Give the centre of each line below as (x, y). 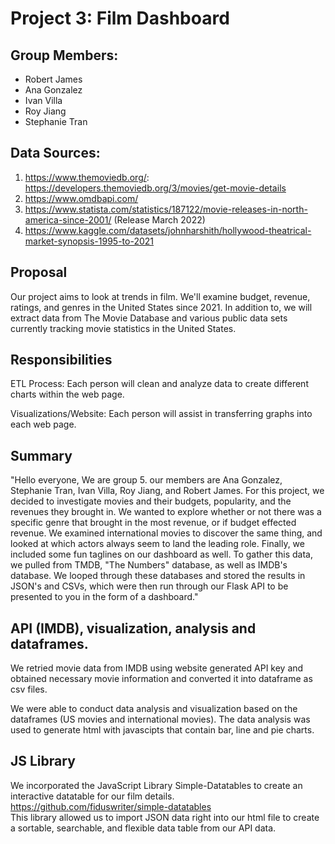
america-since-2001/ (68, 219)
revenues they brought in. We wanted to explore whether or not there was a (166, 512)
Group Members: (64, 55)
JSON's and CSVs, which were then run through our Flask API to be (149, 586)
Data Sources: (55, 153)
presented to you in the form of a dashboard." (104, 597)
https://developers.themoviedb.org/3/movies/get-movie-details (155, 188)
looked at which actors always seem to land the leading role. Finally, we (157, 544)
